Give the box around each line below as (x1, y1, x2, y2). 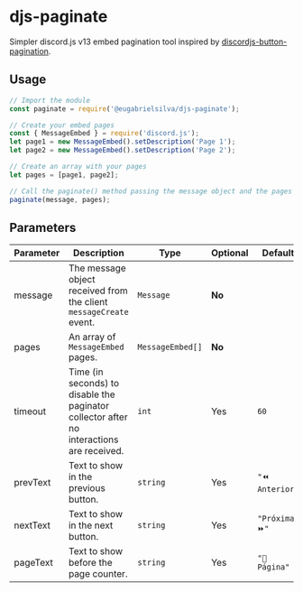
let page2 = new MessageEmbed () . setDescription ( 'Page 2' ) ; (9, 146, 236, 155)
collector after (68, 411, 128, 423)
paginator (68, 400, 110, 412)
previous (68, 482, 106, 495)
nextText (14, 519, 51, 532)
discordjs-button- (221, 36, 288, 47)
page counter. (68, 568, 128, 580)
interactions (68, 433, 119, 446)
